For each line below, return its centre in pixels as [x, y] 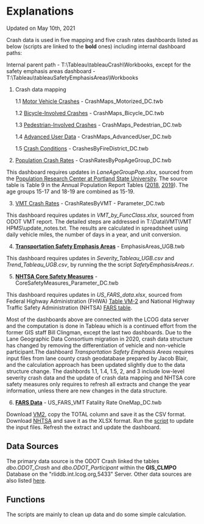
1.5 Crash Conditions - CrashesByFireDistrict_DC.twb [82, 148]
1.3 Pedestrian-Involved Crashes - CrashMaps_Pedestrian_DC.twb [98, 125]
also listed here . [26, 480]
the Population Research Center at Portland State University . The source [97, 179]
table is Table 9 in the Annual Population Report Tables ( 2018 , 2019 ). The [97, 185]
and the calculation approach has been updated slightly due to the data [96, 364]
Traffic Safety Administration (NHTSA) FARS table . [69, 307]
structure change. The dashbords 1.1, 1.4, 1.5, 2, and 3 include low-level [95, 371]
